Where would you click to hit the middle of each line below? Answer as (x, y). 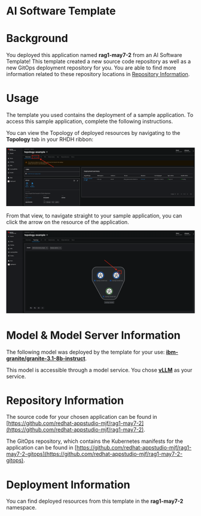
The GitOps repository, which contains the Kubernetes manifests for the (95, 441)
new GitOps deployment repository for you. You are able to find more (91, 68)
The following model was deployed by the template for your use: (86, 352)
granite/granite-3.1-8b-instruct (46, 358)
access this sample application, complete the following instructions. (90, 122)
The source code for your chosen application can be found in (82, 417)
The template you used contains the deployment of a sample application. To (100, 115)
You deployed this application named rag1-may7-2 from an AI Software (94, 55)
